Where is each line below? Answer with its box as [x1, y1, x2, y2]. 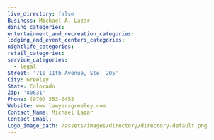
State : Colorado [7, 83, 55, 90]
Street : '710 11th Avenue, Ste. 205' [7, 69, 119, 76]
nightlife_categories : [7, 43, 74, 50]
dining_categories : [7, 23, 65, 30]
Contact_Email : [7, 115, 52, 122]
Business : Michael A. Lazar [7, 17, 91, 24]
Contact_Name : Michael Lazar [7, 109, 94, 116]
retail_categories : [7, 50, 65, 57]
